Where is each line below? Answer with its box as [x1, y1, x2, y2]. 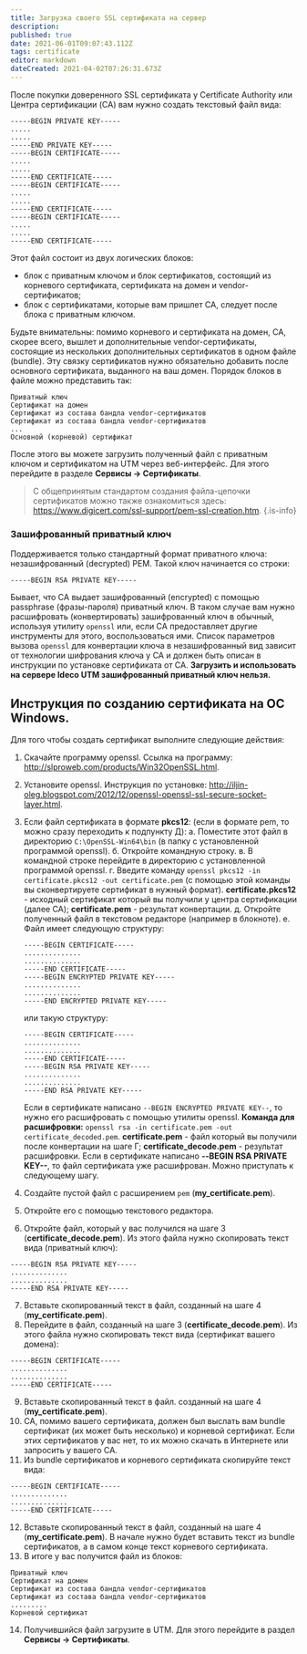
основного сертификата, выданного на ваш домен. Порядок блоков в [10, 365, 281, 376]
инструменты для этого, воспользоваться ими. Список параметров [10, 630, 276, 641]
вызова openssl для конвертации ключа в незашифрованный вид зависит [10, 640, 297, 651]
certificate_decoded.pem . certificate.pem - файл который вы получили [23, 1130, 297, 1141]
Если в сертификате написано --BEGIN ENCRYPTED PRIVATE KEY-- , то [23, 1101, 283, 1113]
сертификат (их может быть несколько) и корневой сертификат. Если [23, 1425, 295, 1436]
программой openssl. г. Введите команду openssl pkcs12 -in [23, 864, 261, 876]
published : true [10, 30, 72, 39]
